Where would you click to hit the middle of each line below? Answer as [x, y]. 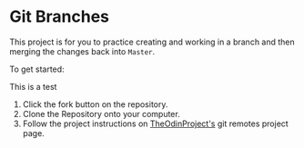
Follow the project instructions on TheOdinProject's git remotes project [155, 123]
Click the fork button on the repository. [95, 104]
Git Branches [59, 17]
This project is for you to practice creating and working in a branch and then [152, 42]
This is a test [33, 86]
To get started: [37, 69]
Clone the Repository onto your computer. [101, 113]
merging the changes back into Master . [82, 51]
